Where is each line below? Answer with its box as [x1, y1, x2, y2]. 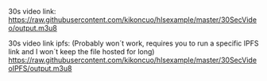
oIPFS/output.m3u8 [8, 64, 72, 73]
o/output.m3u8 [8, 24, 58, 32]
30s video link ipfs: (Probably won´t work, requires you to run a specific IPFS [8, 39, 260, 48]
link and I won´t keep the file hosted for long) [8, 47, 155, 56]
